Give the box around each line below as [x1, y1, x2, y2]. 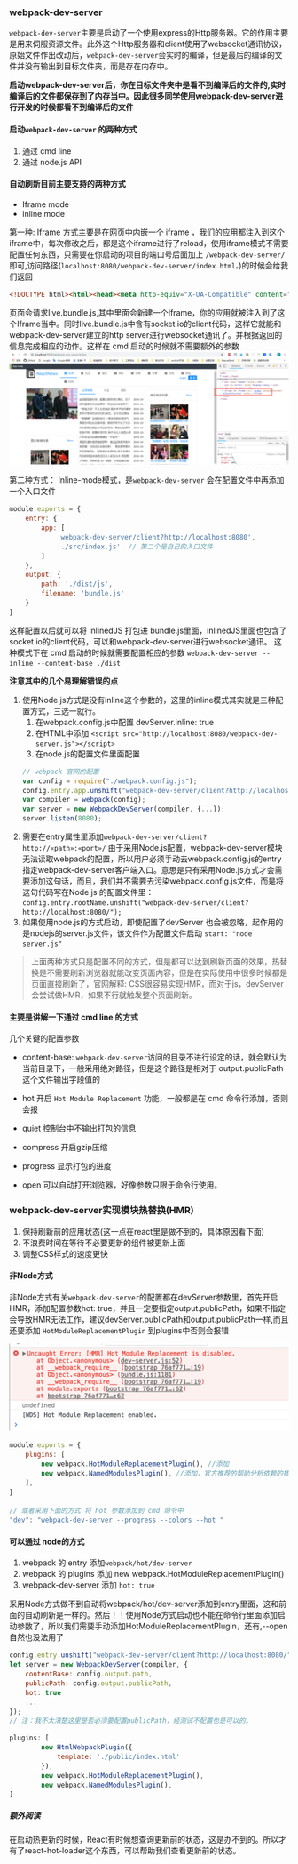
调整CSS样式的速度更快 [21, 1248, 108, 1259]
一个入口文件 [9, 486, 56, 497]
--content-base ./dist [36, 659, 122, 668]
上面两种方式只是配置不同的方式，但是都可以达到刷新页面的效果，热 [30, 956, 280, 967]
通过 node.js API [21, 156, 82, 167]
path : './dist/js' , [41, 580, 114, 588]
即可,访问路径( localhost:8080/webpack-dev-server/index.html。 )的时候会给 [9, 260, 281, 270]
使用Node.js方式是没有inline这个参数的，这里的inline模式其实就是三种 [21, 694, 277, 705]
